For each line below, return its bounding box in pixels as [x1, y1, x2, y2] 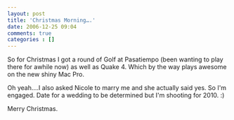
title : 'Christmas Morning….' [7, 17, 96, 24]
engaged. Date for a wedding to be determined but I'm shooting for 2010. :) [7, 91, 225, 100]
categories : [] [7, 36, 55, 43]
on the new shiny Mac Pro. [7, 70, 84, 79]
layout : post [7, 10, 46, 17]
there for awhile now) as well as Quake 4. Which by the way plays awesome [7, 63, 227, 71]
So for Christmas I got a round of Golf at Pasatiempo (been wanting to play [7, 55, 223, 63]
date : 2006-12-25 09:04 [7, 23, 77, 30]
